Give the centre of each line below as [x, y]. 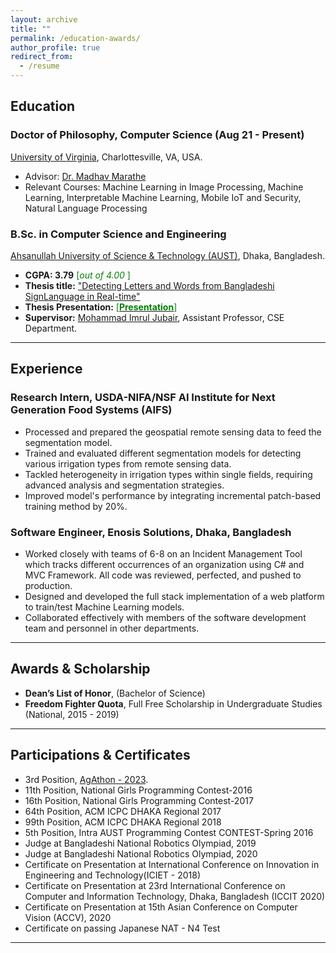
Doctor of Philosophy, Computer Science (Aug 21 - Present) [157, 135]
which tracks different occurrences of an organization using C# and [164, 564]
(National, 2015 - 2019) [72, 714]
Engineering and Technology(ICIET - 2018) [113, 875]
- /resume [39, 66]
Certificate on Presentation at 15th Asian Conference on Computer [161, 907]
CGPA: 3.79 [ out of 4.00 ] [77, 275]
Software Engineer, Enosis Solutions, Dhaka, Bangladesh [151, 532]
